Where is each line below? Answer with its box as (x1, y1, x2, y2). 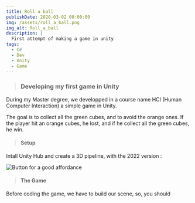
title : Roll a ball (6, 8, 54, 15)
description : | (6, 31, 43, 36)
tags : (6, 42, 19, 48)
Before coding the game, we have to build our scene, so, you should (6, 190, 171, 197)
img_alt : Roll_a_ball (6, 25, 59, 31)
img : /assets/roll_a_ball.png (6, 19, 80, 25)
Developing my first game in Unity (20, 83, 119, 91)
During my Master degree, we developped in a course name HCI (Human (6, 96, 182, 103)
